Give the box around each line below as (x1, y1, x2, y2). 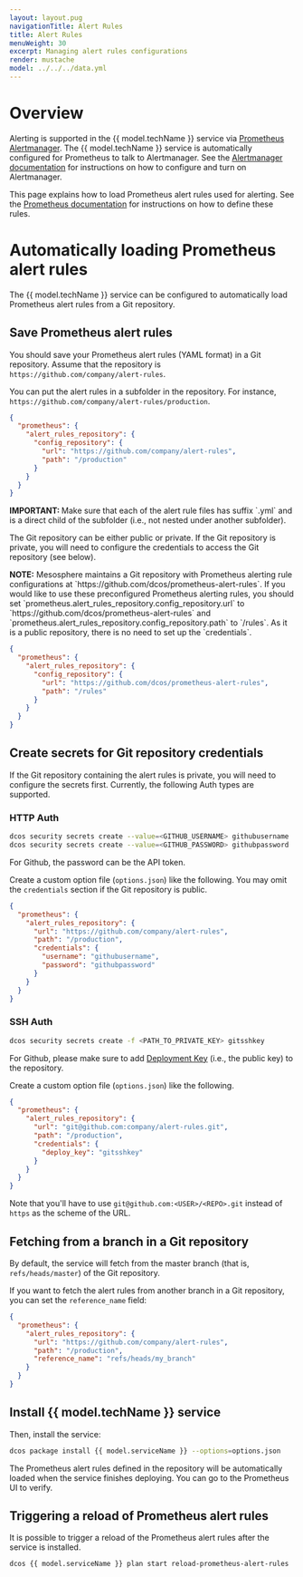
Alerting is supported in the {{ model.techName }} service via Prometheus (9, 132, 285, 143)
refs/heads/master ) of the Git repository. (9, 1268, 161, 1279)
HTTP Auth (9, 811, 60, 824)
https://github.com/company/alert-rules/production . (9, 395, 211, 406)
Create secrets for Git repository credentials (9, 745, 264, 761)
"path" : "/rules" (42, 686, 107, 696)
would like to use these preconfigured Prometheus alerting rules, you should (9, 588, 294, 599)
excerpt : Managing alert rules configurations (9, 47, 188, 56)
